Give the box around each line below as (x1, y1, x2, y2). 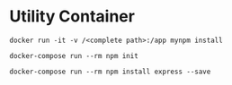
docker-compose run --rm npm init (9, 51, 139, 60)
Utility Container (9, 6, 135, 27)
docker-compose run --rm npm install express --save (9, 67, 211, 76)
